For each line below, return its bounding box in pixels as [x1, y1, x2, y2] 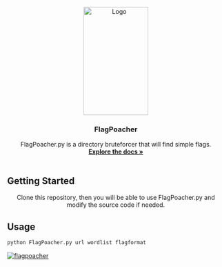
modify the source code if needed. [66, 201, 165, 209]
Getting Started [7, 175, 75, 187]
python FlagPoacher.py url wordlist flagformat [7, 239, 147, 246]
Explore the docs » [88, 147, 143, 156]
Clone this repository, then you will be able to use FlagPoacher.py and [17, 194, 215, 202]
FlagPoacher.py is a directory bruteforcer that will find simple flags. [20, 140, 212, 149]
